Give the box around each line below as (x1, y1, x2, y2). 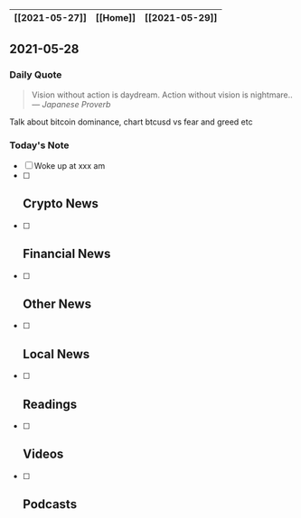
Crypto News (22, 196, 99, 211)
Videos (22, 447, 64, 462)
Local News (22, 347, 90, 362)
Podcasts (22, 496, 78, 513)
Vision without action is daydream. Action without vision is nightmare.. (31, 89, 294, 100)
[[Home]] (95, 12, 136, 23)
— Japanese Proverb (31, 98, 111, 109)
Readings (22, 396, 78, 412)
